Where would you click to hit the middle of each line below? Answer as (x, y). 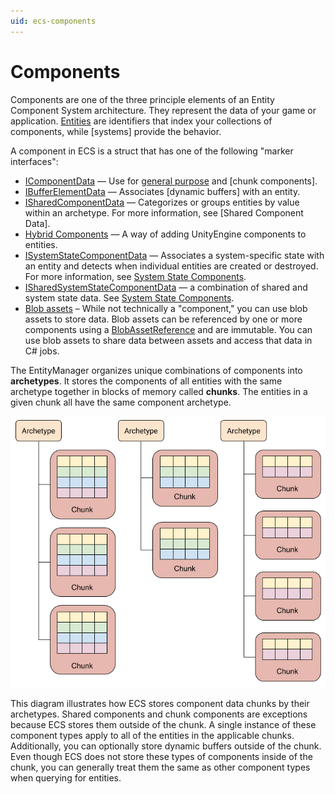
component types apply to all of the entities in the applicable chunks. (152, 735)
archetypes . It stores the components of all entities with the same (146, 381)
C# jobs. (42, 351)
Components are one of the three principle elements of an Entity (142, 99)
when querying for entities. (66, 777)
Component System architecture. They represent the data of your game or (163, 110)
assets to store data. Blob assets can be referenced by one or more (163, 319)
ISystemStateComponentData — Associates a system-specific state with (174, 255)
